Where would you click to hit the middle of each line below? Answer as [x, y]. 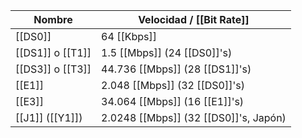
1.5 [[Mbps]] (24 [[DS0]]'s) [167, 52]
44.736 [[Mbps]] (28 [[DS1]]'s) [176, 69]
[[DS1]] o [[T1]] [53, 52]
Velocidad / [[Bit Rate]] [194, 19]
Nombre [53, 19]
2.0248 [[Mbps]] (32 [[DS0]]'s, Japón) [194, 117]
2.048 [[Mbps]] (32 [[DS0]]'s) [173, 85]
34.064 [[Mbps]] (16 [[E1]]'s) [173, 101]
